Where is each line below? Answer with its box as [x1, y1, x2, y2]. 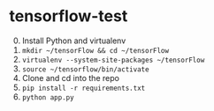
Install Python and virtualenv [21, 35, 126, 46]
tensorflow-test [9, 6, 128, 26]
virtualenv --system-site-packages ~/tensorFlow [21, 55, 205, 64]
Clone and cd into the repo [21, 72, 119, 83]
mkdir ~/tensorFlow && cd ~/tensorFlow [21, 46, 170, 55]
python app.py [21, 92, 74, 102]
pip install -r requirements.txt [21, 84, 146, 92]
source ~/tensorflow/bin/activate [21, 64, 149, 74]
